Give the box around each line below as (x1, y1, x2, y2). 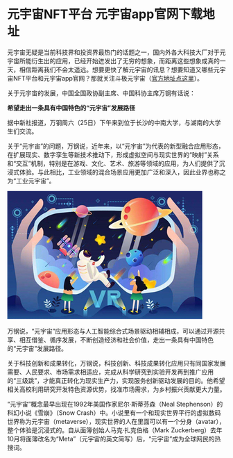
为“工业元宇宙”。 (7, 177, 55, 185)
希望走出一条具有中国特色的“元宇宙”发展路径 (7, 104, 136, 112)
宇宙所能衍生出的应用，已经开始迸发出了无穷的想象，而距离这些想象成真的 (7, 56, 220, 65)
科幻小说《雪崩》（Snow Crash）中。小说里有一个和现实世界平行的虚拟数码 (7, 408, 221, 417)
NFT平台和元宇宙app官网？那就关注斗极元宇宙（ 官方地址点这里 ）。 (12, 74, 203, 82)
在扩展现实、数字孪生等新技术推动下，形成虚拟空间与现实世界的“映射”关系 (7, 150, 220, 158)
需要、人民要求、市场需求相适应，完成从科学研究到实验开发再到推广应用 (7, 368, 214, 376)
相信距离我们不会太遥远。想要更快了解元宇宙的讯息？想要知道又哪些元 (19, 65, 220, 74)
